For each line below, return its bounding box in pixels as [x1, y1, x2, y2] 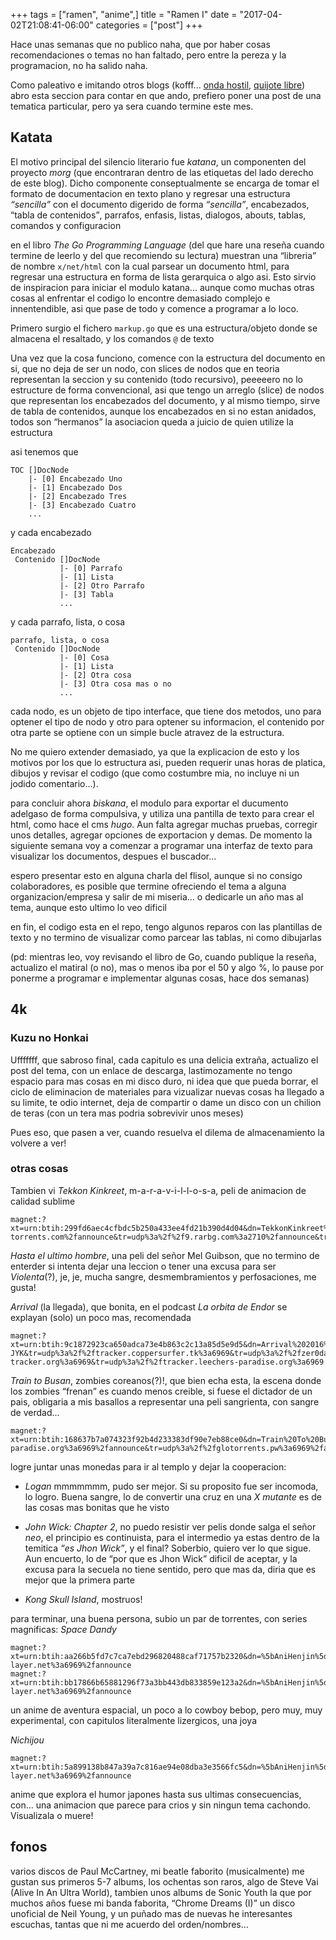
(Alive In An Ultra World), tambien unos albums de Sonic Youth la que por [10, 1886, 312, 1898]
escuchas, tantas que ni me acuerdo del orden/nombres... [10, 1918, 249, 1930]
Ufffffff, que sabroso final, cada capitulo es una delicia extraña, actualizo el [10, 1054, 319, 1066]
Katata [10, 129, 53, 146]
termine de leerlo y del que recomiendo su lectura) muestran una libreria [10, 249, 313, 261]
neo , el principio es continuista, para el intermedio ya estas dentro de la [24, 1531, 320, 1543]
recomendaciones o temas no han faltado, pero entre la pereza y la [10, 49, 287, 61]
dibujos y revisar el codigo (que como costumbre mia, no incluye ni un [10, 767, 300, 779]
